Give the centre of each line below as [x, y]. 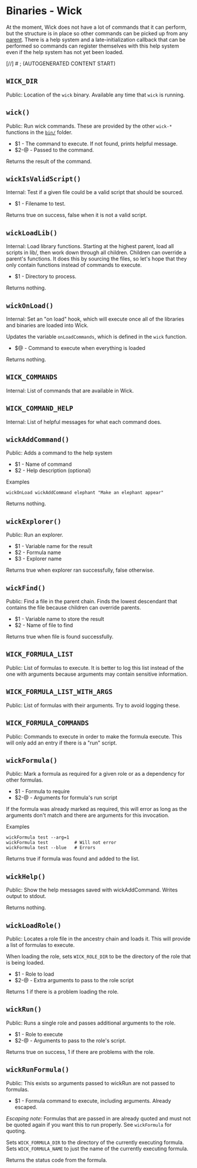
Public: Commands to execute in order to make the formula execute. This [94, 736]
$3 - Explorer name [38, 559]
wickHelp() [26, 876]
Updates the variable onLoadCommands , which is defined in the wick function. [96, 337]
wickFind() [26, 588]
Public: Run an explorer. [35, 535]
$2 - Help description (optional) [53, 470]
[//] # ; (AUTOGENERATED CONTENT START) [61, 64]
